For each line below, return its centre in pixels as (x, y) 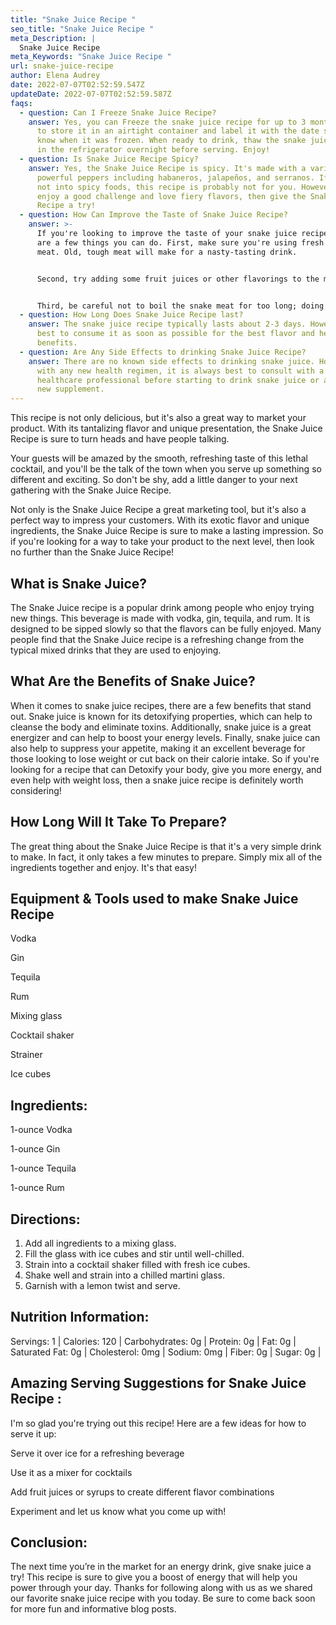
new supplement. (70, 389)
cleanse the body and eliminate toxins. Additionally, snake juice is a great (161, 727)
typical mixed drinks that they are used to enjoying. (116, 650)
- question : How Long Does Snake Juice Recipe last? (131, 315)
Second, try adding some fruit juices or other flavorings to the (178, 279)
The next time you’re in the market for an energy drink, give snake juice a (161, 1567)
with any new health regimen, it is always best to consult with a (180, 371)
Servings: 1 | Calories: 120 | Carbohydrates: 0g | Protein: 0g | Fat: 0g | (153, 1341)
